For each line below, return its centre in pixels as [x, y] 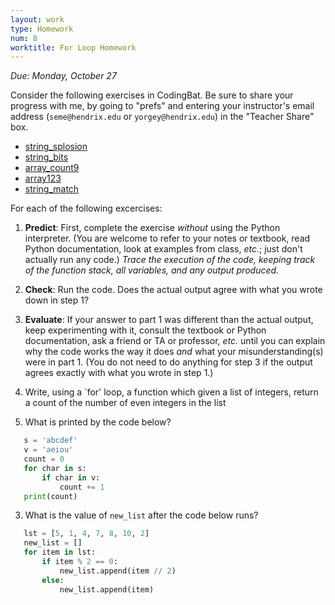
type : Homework [42, 29]
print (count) [50, 496]
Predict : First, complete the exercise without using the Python [152, 228]
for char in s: [55, 468]
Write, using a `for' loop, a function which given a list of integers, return [171, 392]
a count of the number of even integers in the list [125, 403]
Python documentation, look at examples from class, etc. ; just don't [163, 249]
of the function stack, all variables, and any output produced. [152, 270]
